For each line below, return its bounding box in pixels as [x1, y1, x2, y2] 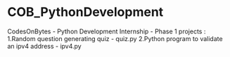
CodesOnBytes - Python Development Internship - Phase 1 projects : [7, 27, 206, 35]
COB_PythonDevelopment [7, 4, 164, 20]
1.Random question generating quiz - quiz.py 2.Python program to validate [7, 34, 223, 42]
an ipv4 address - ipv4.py [7, 42, 82, 50]
